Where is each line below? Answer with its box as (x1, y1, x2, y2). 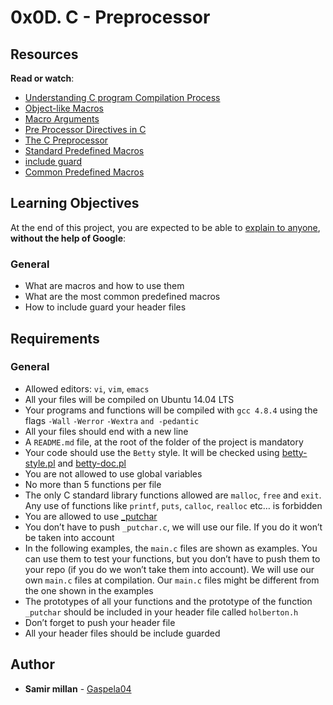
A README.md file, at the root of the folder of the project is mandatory (24, 436, 304, 448)
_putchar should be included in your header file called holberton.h (24, 606, 299, 618)
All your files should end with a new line (24, 425, 189, 437)
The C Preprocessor (24, 134, 109, 146)
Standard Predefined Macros (24, 145, 145, 156)
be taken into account (24, 531, 115, 543)
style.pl (24, 457, 56, 469)
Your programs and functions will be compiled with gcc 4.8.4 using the (24, 404, 318, 416)
